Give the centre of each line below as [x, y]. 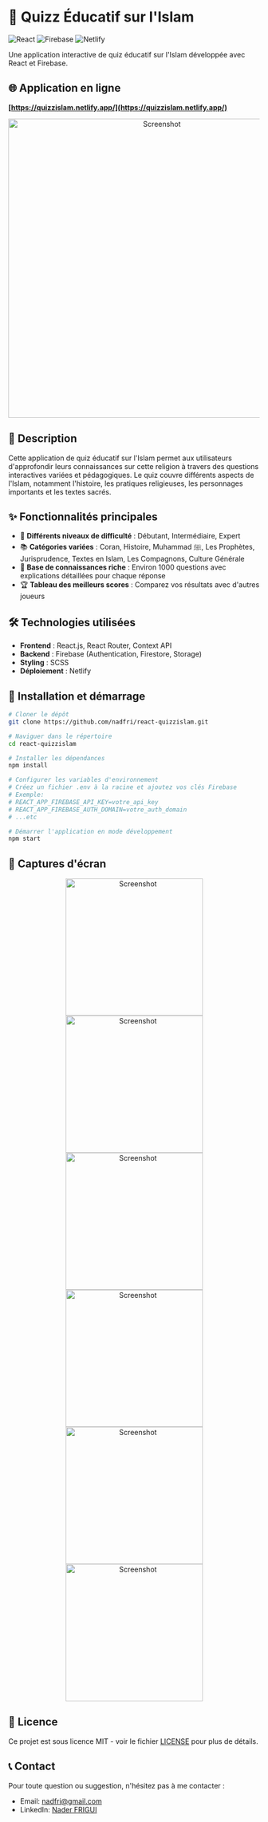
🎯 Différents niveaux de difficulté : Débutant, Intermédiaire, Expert [130, 536]
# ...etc [23, 817]
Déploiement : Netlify [55, 671]
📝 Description [43, 439]
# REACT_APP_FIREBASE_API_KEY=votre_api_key [83, 802]
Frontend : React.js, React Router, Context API [96, 645]
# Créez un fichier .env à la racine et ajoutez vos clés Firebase [123, 787]
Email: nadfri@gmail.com [61, 1801]
